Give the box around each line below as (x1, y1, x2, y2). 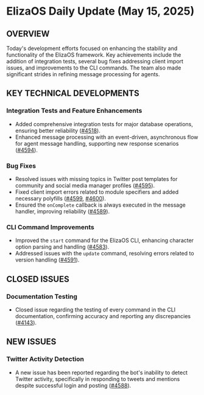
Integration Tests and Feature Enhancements (6, 107, 142, 115)
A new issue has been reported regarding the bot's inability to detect (15, 369, 188, 376)
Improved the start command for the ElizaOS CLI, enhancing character (15, 237, 194, 244)
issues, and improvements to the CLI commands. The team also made (6, 64, 181, 71)
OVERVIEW (6, 29, 50, 39)
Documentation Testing (6, 292, 78, 301)
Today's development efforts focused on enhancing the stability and (6, 44, 178, 52)
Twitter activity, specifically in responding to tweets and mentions (15, 375, 180, 382)
